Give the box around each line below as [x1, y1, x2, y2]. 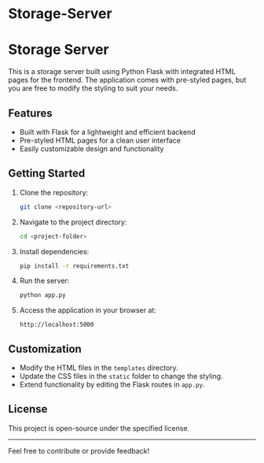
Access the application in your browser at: [19, 306, 157, 315]
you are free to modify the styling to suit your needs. [8, 83, 178, 93]
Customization [8, 342, 82, 355]
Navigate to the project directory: [19, 217, 127, 227]
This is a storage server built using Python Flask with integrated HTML [8, 67, 236, 76]
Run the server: [19, 276, 70, 286]
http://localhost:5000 [19, 320, 94, 329]
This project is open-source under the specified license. [8, 423, 190, 433]
